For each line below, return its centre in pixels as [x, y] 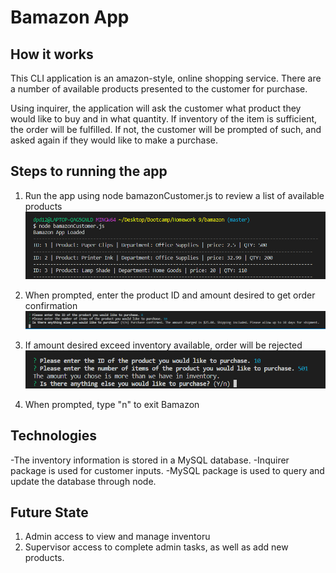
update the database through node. [83, 481]
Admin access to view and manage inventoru [117, 537]
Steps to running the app [89, 171]
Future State [49, 512]
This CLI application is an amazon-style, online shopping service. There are [166, 78]
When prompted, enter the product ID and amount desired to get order [170, 295]
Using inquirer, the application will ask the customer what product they [156, 108]
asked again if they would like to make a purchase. [114, 140]
